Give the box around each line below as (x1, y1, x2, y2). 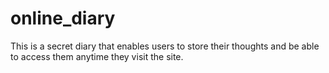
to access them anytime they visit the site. (10, 50, 184, 62)
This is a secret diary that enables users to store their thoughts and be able (10, 40, 320, 52)
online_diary (10, 7, 116, 30)
